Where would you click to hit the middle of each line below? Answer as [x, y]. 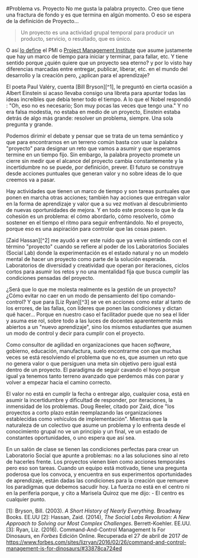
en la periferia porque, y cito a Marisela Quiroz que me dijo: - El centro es [95, 493]
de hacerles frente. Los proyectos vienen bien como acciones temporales [96, 462]
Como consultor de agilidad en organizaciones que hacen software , [89, 345]
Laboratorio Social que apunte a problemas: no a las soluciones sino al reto [98, 455]
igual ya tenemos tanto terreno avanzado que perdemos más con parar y [95, 376]
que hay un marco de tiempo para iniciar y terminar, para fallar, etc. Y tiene [97, 56]
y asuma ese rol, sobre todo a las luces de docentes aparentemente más [95, 321]
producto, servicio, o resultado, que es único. [76, 39]
